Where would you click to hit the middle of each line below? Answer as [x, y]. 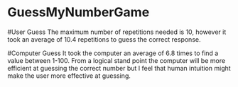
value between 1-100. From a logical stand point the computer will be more [117, 60]
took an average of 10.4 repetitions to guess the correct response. [104, 39]
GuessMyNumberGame [79, 12]
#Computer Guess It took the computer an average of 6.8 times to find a [113, 53]
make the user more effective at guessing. [69, 76]
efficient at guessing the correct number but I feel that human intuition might [119, 68]
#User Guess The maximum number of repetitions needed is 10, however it [117, 32]
